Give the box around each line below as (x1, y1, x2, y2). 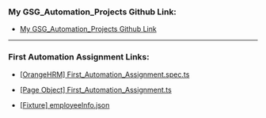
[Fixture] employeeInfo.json (19, 100, 110, 109)
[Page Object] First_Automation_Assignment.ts (19, 85, 172, 94)
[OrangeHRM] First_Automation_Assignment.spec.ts (19, 70, 190, 79)
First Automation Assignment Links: (8, 51, 150, 63)
